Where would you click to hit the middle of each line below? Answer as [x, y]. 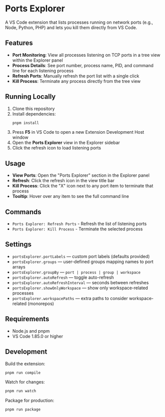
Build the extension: [25, 364]
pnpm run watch [21, 391]
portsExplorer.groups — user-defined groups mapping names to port [83, 262]
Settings [18, 245]
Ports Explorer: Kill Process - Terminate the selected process [77, 229]
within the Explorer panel [37, 60]
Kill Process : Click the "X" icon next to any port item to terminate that [83, 186]
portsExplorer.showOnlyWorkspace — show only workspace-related [80, 288]
